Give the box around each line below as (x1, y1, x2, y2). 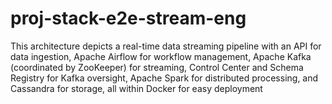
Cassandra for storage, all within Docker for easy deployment (10, 82, 263, 94)
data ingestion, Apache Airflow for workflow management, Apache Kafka (10, 50, 312, 62)
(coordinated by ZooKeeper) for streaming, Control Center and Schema (10, 61, 304, 73)
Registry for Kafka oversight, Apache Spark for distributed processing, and (10, 72, 319, 84)
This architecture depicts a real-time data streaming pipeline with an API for (10, 40, 322, 52)
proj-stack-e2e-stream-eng (10, 7, 247, 30)
